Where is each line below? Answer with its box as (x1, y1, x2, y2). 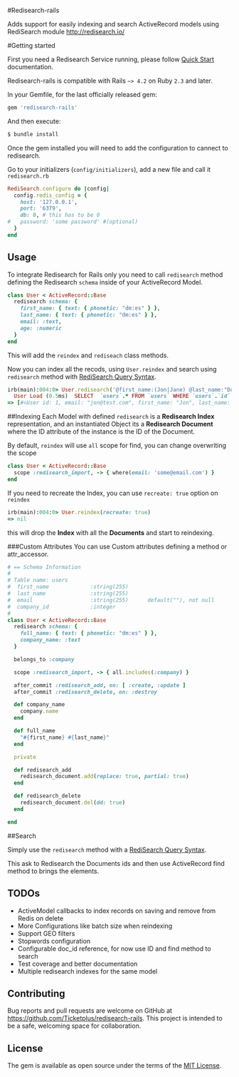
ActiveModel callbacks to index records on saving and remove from (17, 906, 216, 915)
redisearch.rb (7, 173, 50, 180)
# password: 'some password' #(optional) (7, 218, 139, 225)
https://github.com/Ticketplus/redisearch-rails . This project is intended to (7, 1014, 223, 1023)
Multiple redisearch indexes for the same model (17, 966, 158, 976)
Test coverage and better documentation (17, 959, 138, 968)
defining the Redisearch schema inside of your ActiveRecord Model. (7, 277, 203, 286)
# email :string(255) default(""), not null (7, 596, 215, 603)
